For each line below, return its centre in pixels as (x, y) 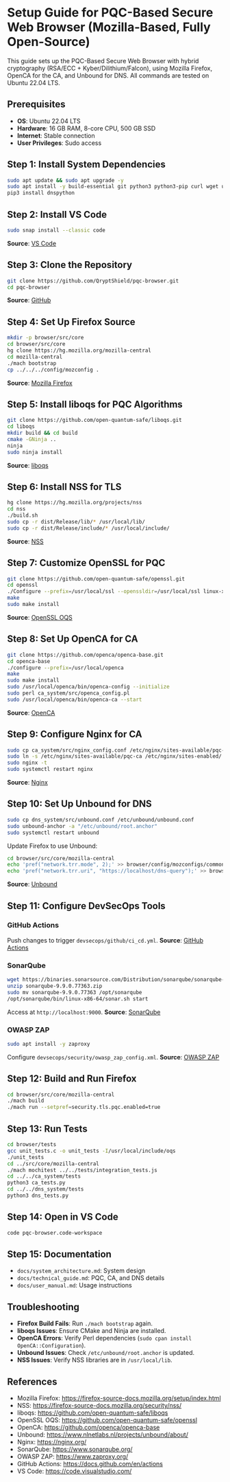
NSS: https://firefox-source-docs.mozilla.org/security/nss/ (99, 1406)
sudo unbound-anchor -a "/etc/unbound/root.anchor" (82, 826)
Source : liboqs (28, 465)
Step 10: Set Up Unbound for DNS (79, 804)
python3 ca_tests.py (37, 1183)
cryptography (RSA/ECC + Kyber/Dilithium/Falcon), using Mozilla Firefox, (110, 68)
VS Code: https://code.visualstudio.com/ (74, 1471)
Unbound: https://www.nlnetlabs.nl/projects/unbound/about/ (102, 1435)
